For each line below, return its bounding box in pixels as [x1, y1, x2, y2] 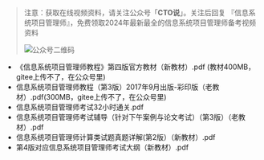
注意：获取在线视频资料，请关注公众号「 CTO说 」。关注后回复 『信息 [23, 8, 249, 17]
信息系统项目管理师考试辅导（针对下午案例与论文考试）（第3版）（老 [15, 113, 239, 121]
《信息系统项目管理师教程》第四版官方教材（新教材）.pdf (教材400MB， [15, 62, 255, 72]
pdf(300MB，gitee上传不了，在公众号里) [31, 92, 167, 101]
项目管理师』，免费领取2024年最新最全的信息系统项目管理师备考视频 [30, 18, 257, 27]
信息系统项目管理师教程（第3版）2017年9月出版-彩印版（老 [15, 82, 213, 92]
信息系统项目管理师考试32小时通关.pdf [15, 102, 144, 112]
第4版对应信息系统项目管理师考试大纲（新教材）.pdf [15, 142, 189, 152]
